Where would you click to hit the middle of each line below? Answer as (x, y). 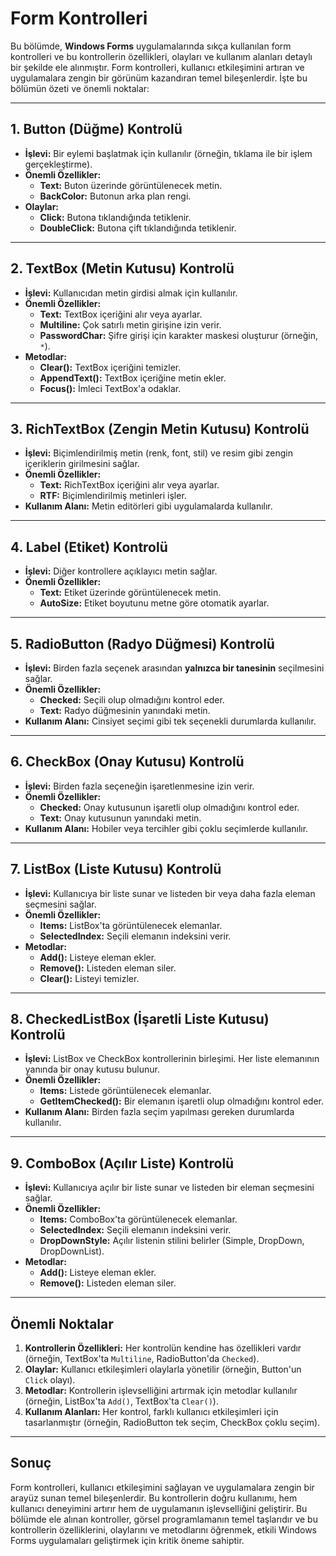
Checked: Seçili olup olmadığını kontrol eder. (132, 700)
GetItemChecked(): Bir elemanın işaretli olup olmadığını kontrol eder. (181, 1101)
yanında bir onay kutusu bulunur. (92, 1069)
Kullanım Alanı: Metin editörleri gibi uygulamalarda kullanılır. (148, 506)
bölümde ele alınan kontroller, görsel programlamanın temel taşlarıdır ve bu (164, 1519)
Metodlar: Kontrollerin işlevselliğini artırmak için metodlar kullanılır (161, 1391)
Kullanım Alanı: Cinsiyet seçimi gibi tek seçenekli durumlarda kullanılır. (170, 721)
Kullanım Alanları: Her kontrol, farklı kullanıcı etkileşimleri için (151, 1412)
